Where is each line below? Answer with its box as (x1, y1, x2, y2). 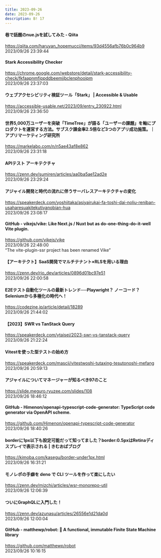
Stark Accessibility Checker (5, 59, 63, 65)
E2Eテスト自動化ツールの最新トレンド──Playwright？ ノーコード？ (5, 287, 140, 293)
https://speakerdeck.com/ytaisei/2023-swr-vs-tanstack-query (5, 332, 130, 338)
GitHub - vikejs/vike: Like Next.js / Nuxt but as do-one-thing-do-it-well (5, 221, 151, 227)
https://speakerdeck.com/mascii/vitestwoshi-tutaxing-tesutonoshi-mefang (5, 360, 154, 366)
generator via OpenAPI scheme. (5, 409, 71, 416)
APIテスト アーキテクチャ (5, 160, 56, 166)
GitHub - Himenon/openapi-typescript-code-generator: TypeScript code (5, 404, 155, 410)
